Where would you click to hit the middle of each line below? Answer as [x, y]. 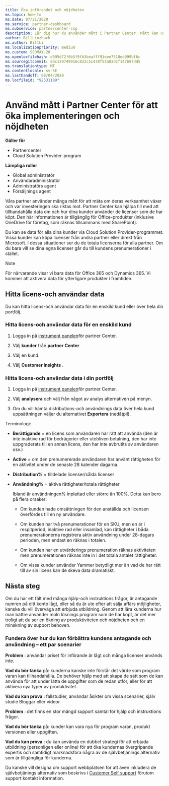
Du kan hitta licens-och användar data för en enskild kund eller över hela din [84, 306]
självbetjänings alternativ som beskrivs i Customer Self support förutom [80, 773]
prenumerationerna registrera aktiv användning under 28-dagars [87, 535]
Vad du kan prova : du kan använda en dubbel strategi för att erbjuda [77, 742]
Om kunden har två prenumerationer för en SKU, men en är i [82, 524]
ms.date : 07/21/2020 [27, 19]
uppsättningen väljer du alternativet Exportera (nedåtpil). [72, 414]
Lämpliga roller [21, 165]
